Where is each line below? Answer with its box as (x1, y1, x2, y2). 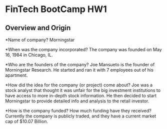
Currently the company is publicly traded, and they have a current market (5, 113, 156, 119)
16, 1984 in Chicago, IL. (5, 52, 53, 58)
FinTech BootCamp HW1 (5, 4, 107, 15)
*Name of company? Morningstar (5, 37, 75, 43)
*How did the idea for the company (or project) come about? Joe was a (5, 82, 153, 88)
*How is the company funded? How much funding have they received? (5, 108, 151, 113)
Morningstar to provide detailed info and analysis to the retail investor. (5, 98, 149, 104)
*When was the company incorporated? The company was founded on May (5, 47, 162, 52)
